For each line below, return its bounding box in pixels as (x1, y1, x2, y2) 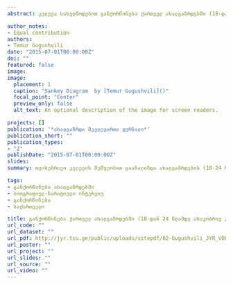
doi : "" (7, 55, 30, 63)
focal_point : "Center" (13, 94, 79, 101)
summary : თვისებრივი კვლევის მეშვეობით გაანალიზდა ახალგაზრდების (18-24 (7, 165, 222, 172)
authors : (7, 35, 33, 42)
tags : (7, 177, 23, 184)
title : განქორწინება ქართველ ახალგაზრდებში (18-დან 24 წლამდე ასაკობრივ (7, 215, 222, 222)
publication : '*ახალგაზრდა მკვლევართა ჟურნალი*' (7, 126, 150, 133)
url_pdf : (7, 235, 33, 242)
